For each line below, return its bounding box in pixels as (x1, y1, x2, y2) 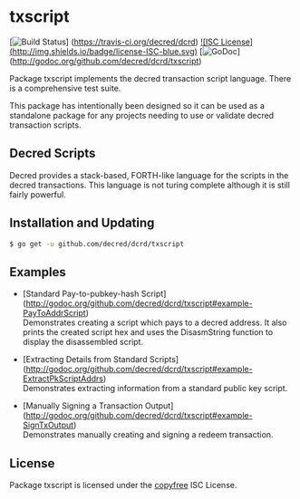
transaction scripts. (9, 120, 82, 130)
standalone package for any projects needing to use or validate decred (9, 110, 275, 120)
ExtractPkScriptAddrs (22, 373, 104, 384)
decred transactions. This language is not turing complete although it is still (9, 179, 290, 190)
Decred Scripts (9, 146, 96, 161)
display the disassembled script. (22, 337, 143, 348)
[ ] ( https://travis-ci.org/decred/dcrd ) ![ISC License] (9, 36, 254, 47)
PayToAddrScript (22, 308, 86, 319)
